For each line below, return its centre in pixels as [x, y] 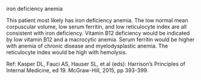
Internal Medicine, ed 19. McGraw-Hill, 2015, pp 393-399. [77, 70]
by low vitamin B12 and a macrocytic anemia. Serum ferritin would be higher [100, 39]
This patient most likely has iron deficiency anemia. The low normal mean [97, 20]
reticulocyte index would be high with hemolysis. [67, 52]
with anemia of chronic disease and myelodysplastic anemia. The [87, 46]
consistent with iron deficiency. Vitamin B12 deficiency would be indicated [98, 33]
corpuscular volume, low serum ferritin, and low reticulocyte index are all [97, 27]
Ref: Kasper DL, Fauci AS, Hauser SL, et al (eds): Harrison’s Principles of [96, 64]
